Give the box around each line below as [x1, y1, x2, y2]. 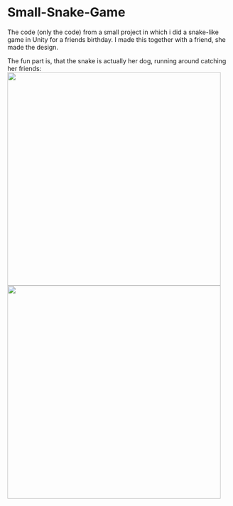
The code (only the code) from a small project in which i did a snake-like [7, 28, 219, 36]
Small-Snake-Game [7, 4, 126, 21]
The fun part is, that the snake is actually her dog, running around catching [7, 56, 227, 65]
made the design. [7, 43, 59, 51]
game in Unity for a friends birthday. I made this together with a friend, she [7, 35, 226, 43]
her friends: [7, 64, 42, 72]
